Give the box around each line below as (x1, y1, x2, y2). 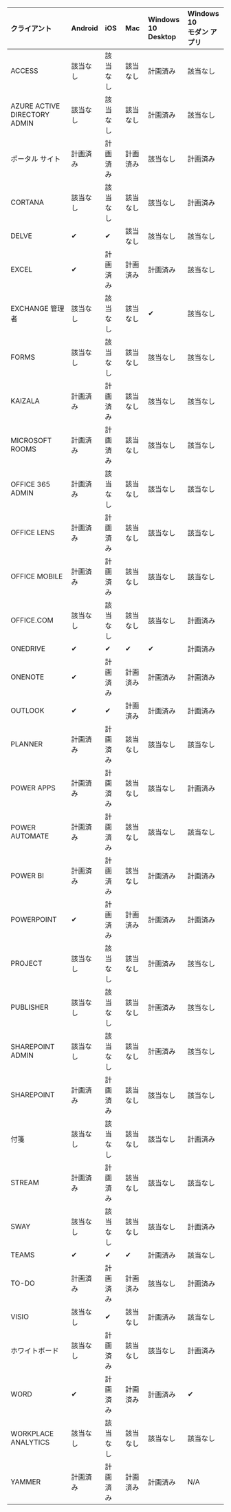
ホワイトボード (10, 1346, 60, 1355)
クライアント (10, 24, 52, 33)
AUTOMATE (10, 832, 49, 841)
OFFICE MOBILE (10, 572, 63, 581)
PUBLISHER (10, 1002, 49, 1012)
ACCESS (10, 66, 39, 75)
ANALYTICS (10, 1438, 50, 1447)
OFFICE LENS (10, 528, 55, 537)
